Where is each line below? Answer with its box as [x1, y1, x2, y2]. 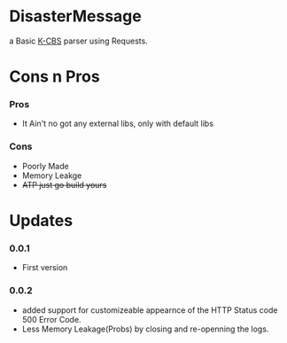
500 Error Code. [21, 314, 81, 324]
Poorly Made [21, 160, 69, 171]
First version [21, 262, 68, 273]
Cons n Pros [9, 66, 100, 87]
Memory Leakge [21, 170, 82, 181]
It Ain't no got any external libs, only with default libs [21, 118, 214, 129]
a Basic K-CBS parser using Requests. [9, 35, 148, 46]
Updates [9, 210, 74, 230]
